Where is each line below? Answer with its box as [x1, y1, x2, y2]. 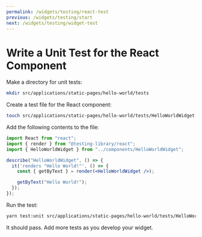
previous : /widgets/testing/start [6, 14, 93, 20]
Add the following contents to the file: [6, 124, 99, 131]
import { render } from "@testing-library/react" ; [6, 141, 136, 147]
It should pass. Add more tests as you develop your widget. [6, 224, 153, 231]
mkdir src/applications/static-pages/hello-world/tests [6, 90, 149, 96]
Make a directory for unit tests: [6, 79, 82, 86]
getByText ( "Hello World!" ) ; [17, 179, 87, 185]
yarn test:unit [6, 213, 44, 219]
